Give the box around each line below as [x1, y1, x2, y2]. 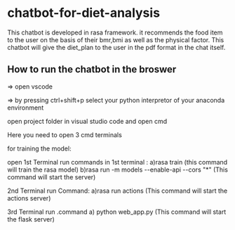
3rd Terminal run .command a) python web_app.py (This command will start [7, 207, 227, 216]
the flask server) [7, 215, 55, 223]
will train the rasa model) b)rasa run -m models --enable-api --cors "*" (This [7, 165, 228, 174]
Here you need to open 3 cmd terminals [7, 130, 123, 139]
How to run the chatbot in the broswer [7, 63, 177, 75]
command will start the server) [7, 172, 96, 181]
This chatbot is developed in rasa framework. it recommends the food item [7, 28, 223, 37]
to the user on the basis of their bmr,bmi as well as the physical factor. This [7, 35, 224, 44]
